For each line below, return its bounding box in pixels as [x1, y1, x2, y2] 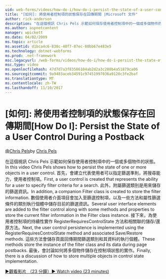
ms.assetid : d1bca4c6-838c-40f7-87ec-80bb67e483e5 [5, 44, 112, 49]
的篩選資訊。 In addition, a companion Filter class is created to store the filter [5, 189, 161, 195]
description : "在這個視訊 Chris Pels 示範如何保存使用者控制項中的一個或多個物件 [5, 21, 159, 26]
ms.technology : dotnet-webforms [5, 48, 72, 53]
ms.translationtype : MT [5, 76, 54, 81]
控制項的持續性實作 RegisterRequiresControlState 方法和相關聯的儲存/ [13, 218, 156, 225]
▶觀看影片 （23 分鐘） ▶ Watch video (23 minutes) [5, 269, 110, 275]
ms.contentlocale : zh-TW [5, 80, 56, 85]
